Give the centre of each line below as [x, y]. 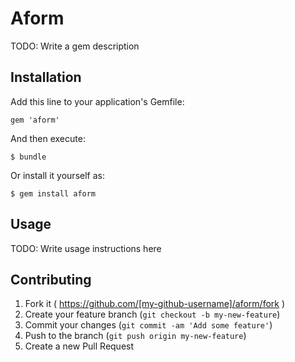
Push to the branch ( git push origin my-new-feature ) [135, 336]
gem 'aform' [35, 120]
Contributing [51, 279]
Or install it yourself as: [57, 175]
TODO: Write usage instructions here [86, 248]
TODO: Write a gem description [75, 46]
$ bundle [28, 157]
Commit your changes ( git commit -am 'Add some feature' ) [148, 325]
